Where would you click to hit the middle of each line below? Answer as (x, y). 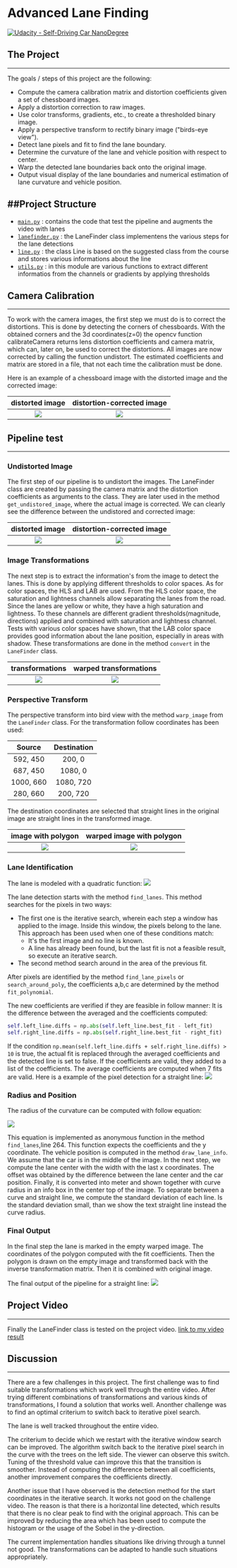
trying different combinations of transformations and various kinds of (108, 1397)
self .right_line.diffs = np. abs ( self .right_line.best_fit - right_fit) (115, 1033)
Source (29, 747)
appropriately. (28, 1557)
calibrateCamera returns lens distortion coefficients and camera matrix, (111, 342)
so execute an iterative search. (73, 956)
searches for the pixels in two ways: (60, 905)
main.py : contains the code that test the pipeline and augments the (115, 221)
